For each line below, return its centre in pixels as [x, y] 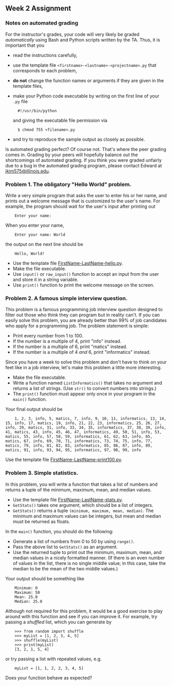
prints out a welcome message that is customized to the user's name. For [83, 201]
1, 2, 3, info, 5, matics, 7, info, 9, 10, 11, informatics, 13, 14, [91, 419]
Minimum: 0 [26, 588]
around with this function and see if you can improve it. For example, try [81, 616]
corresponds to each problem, [45, 70]
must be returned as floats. [41, 521]
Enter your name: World [40, 235]
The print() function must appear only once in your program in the [84, 394]
